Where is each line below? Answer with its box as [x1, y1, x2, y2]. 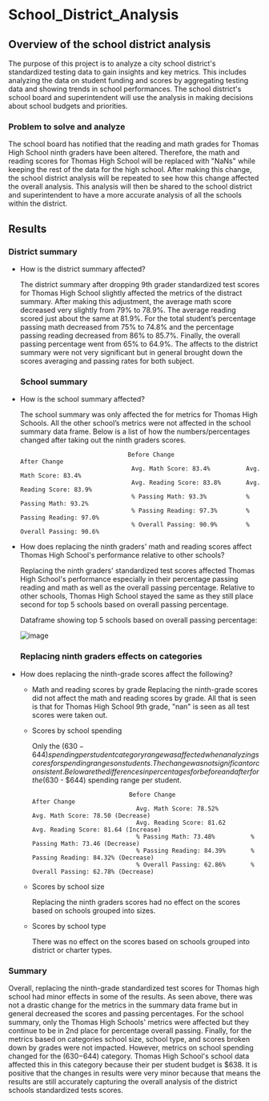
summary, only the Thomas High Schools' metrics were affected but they [8, 1017, 250, 1027]
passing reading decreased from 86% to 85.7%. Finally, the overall [19, 330, 240, 340]
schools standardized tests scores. [8, 1085, 124, 1095]
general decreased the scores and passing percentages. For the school [8, 1008, 244, 1018]
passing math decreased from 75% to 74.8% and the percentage [19, 322, 235, 331]
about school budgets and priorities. [8, 102, 128, 110]
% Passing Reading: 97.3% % [130, 506, 250, 515]
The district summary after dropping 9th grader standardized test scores [19, 279, 260, 289]
